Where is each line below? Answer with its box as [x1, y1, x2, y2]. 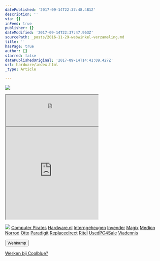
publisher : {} [5, 26, 34, 31]
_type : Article [5, 67, 36, 72]
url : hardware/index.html [5, 62, 58, 67]
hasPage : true [5, 44, 34, 49]
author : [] [5, 48, 28, 53]
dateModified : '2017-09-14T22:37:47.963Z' [5, 30, 94, 35]
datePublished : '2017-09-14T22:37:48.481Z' [5, 7, 96, 12]
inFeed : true [5, 21, 32, 26]
